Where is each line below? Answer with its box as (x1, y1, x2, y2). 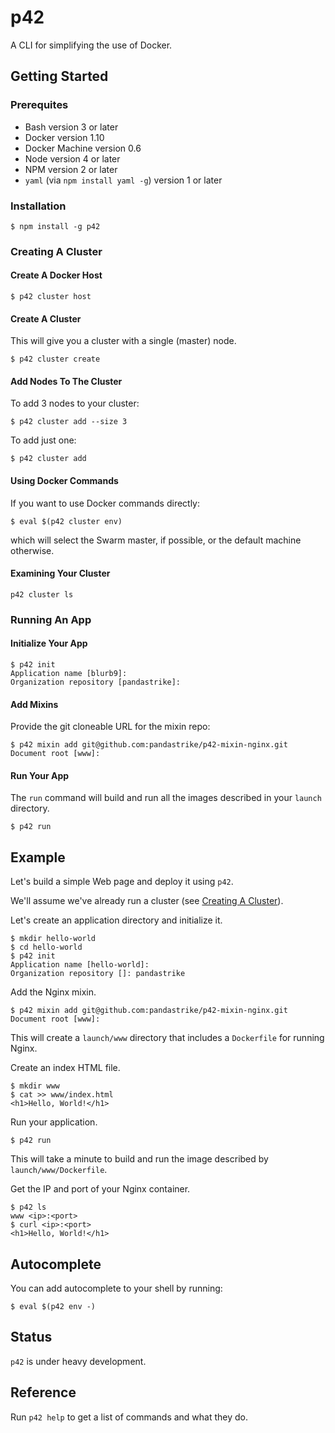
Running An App (10, 612, 92, 626)
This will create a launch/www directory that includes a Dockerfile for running (10, 1032, 325, 1044)
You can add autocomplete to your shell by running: (10, 1282, 223, 1295)
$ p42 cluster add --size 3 (10, 417, 128, 427)
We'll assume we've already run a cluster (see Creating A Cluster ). (10, 895, 284, 907)
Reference (10, 1384, 77, 1401)
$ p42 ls (10, 1202, 47, 1213)
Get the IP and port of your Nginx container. (10, 1183, 191, 1195)
